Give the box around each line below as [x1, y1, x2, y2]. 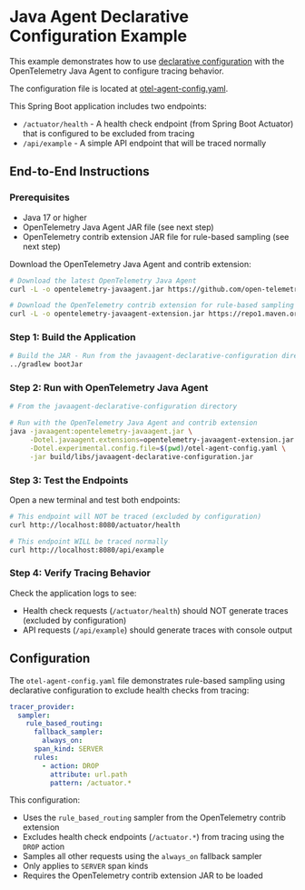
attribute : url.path [49, 770, 128, 779]
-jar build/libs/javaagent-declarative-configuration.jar [29, 452, 254, 461]
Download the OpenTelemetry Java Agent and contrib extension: [9, 258, 251, 269]
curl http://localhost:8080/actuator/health [9, 520, 181, 529]
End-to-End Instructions [9, 164, 150, 179]
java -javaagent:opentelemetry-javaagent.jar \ [9, 427, 193, 436]
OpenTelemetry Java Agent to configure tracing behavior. [9, 65, 224, 76]
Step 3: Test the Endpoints [9, 474, 129, 486]
